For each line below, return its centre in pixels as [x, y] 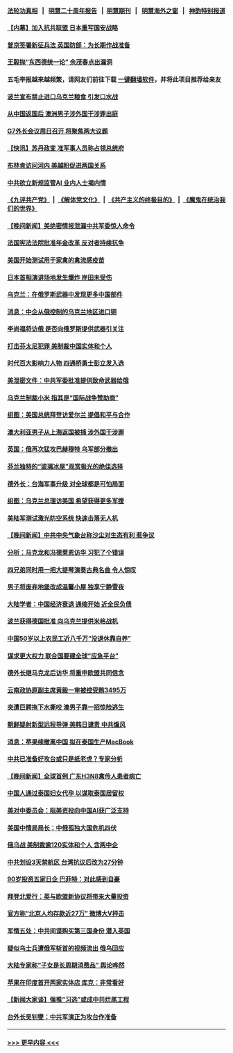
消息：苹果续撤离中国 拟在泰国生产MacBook [70, 742]
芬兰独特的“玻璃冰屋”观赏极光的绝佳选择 [65, 466]
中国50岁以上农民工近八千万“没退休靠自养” [69, 638]
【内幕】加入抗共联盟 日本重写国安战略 [63, 28]
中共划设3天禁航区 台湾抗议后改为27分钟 [65, 862]
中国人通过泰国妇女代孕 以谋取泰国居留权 [66, 793]
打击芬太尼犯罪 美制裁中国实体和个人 [60, 346]
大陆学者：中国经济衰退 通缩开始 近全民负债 [69, 604]
